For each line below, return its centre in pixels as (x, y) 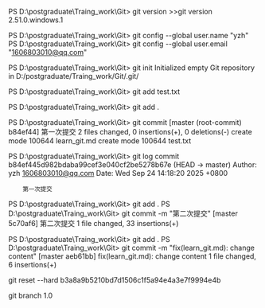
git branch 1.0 (31, 295)
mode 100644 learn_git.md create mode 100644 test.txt (100, 141)
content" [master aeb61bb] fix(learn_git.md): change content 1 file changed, (132, 256)
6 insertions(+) (33, 265)
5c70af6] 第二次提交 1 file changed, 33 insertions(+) (94, 223)
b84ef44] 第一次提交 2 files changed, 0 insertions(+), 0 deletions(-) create (130, 132)
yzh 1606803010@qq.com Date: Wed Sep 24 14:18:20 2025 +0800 (118, 173)
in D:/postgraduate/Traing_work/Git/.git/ (74, 76)
